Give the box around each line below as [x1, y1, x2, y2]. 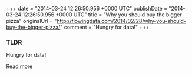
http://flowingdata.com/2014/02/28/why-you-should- [57, 18, 187, 24]
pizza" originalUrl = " [6, 18, 57, 24]
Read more [6, 63, 33, 70]
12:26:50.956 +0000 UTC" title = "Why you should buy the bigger [22, 11, 182, 18]
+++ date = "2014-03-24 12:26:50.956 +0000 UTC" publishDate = [6, 5, 168, 12]
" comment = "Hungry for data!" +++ [59, 23, 150, 30]
